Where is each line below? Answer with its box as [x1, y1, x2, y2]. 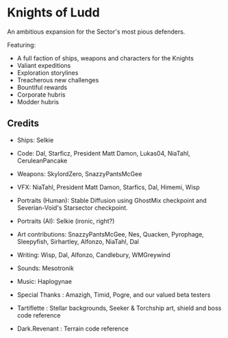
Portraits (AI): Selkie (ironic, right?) [16, 217, 115, 225]
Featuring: [7, 40, 36, 49]
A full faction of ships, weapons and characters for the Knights [16, 53, 194, 62]
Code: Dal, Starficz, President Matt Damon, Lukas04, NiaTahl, [16, 149, 190, 157]
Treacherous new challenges [16, 75, 99, 84]
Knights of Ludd [7, 5, 101, 21]
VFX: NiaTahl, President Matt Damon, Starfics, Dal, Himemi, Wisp [16, 183, 200, 191]
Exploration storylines [16, 69, 79, 77]
